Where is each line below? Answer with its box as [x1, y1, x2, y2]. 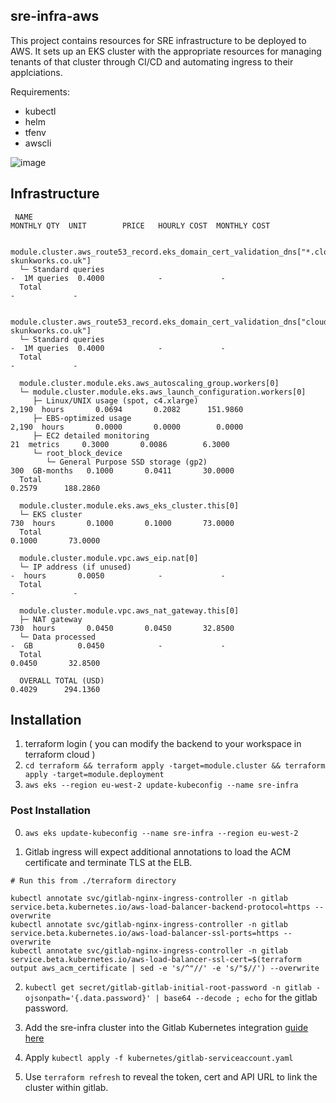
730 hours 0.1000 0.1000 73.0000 [10, 518, 235, 528]
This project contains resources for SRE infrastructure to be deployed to [10, 34, 307, 46]
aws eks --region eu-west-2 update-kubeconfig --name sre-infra [24, 780, 299, 791]
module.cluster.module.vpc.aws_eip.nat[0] [19, 553, 199, 563]
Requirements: [10, 85, 70, 98]
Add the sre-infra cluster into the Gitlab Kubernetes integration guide [24, 1021, 309, 1033]
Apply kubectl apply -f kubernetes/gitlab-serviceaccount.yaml [24, 1051, 294, 1063]
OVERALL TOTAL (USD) [19, 675, 105, 686]
